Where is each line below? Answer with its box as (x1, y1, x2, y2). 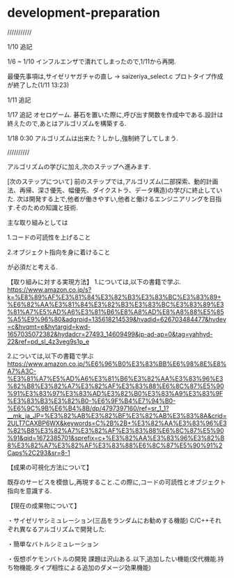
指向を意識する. (7, 487, 52, 495)
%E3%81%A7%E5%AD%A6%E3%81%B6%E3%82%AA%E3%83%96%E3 (7, 374, 224, 383)
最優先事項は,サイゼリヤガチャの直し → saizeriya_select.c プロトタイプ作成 (7, 72, 224, 80)
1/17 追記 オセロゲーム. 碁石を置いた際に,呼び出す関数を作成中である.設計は (7, 110, 224, 119)
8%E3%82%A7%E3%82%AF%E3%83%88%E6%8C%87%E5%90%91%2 (7, 441, 223, 450)
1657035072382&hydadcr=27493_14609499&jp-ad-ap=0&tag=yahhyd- (7, 329, 213, 338)
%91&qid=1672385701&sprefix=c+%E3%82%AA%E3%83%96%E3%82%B (7, 433, 225, 442)
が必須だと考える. (7, 262, 58, 271)
